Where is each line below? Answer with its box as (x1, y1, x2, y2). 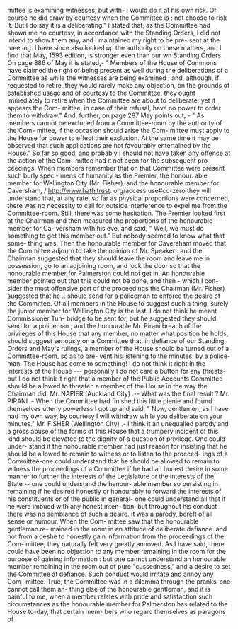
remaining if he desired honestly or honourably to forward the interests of (7, 487, 222, 495)
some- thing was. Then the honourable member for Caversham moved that (7, 239, 227, 247)
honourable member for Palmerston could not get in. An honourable (7, 269, 205, 277)
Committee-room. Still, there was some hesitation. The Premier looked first (7, 209, 225, 217)
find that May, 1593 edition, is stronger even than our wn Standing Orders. (7, 51, 223, 59)
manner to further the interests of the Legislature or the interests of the (7, 472, 215, 480)
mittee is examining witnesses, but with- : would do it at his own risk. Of (7, 6, 217, 14)
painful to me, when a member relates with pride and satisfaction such (7, 592, 213, 601)
